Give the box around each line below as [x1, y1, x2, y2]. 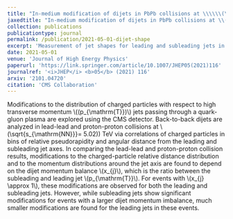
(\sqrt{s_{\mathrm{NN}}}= [7, 130, 82, 138]
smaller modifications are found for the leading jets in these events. [7, 204, 200, 212]
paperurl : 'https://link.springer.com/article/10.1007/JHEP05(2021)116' [7, 62, 222, 69]
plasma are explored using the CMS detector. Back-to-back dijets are [24, 115, 223, 124]
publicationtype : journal [7, 29, 82, 37]
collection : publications [7, 23, 82, 30]
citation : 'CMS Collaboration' [7, 81, 98, 88]
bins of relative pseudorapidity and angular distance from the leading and [7, 137, 217, 146]
